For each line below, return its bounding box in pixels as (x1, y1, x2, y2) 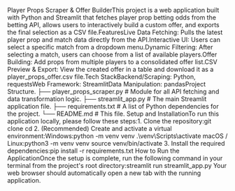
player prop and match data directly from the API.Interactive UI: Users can (7, 36, 220, 44)
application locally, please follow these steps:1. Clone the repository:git (7, 117, 212, 125)
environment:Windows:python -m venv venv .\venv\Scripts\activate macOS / (7, 132, 228, 140)
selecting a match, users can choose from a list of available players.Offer (7, 50, 218, 59)
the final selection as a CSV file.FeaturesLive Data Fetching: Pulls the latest (7, 28, 223, 36)
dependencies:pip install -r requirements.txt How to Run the (7, 146, 180, 155)
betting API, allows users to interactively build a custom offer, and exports (7, 21, 220, 29)
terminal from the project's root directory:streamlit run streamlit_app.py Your (7, 162, 227, 169)
